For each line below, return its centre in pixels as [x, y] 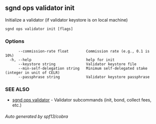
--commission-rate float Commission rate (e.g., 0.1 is [84, 51]
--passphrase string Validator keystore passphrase [84, 77]
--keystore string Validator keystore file [77, 64]
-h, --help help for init [62, 60]
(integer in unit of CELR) [33, 73]
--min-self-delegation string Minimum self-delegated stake [83, 69]
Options [15, 41]
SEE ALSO [17, 89]
